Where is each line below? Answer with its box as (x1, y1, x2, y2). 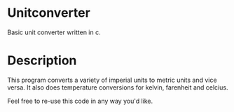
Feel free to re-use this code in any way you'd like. (7, 97, 153, 105)
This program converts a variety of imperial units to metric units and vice (7, 76, 217, 84)
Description (7, 52, 77, 69)
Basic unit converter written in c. (7, 28, 101, 36)
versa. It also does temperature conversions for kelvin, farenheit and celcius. (7, 83, 228, 92)
